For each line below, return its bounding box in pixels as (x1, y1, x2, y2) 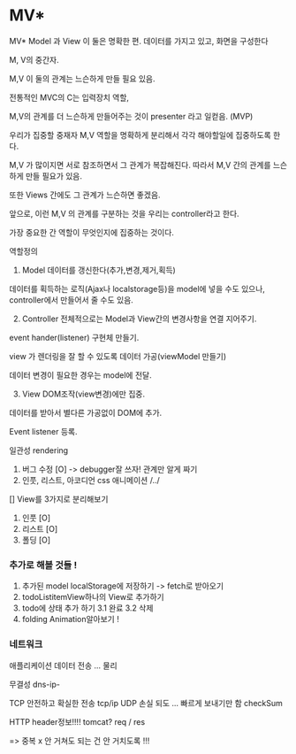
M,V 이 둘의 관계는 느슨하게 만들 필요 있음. (9, 73, 156, 84)
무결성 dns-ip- (9, 679, 60, 689)
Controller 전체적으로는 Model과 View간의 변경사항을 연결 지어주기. (21, 313, 257, 324)
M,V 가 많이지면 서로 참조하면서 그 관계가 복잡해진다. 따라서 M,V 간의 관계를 (9, 159, 271, 170)
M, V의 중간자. (9, 54, 59, 65)
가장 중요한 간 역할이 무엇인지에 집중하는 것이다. (9, 227, 175, 237)
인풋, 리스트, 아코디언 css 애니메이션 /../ (21, 474, 161, 485)
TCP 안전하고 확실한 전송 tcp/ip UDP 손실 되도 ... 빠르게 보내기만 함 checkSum (9, 697, 283, 708)
